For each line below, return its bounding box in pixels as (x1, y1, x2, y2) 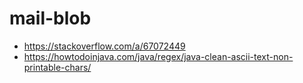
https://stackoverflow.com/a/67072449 (23, 40, 186, 52)
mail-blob (9, 7, 92, 30)
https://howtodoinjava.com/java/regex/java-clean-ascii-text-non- (23, 50, 294, 62)
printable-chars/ (23, 61, 92, 73)
